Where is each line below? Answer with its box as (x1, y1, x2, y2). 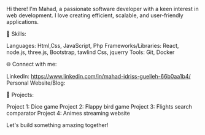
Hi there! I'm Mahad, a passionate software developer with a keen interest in (6, 6, 199, 12)
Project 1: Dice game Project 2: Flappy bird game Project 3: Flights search (6, 103, 192, 110)
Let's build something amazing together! (6, 121, 109, 128)
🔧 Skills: (6, 30, 26, 37)
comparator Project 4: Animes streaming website (6, 110, 130, 117)
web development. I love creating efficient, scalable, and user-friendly (6, 12, 184, 19)
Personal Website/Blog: (6, 79, 66, 87)
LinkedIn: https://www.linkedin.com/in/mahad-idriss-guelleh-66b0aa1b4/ (6, 73, 191, 80)
